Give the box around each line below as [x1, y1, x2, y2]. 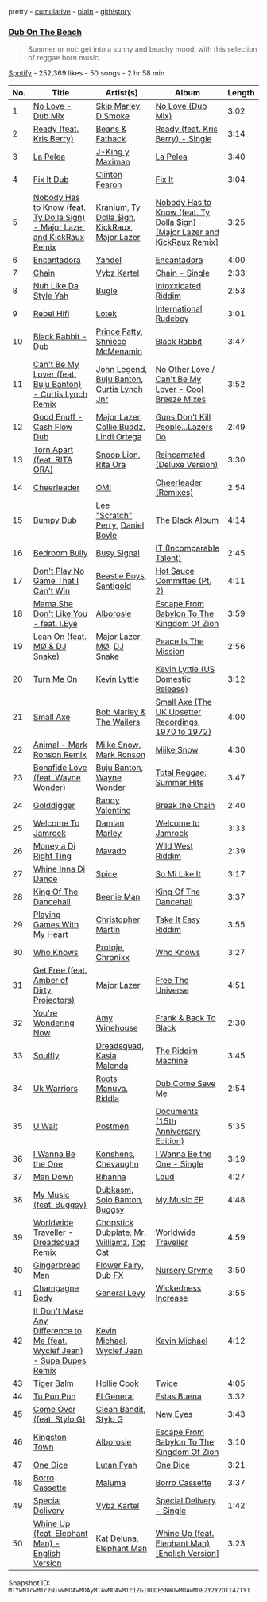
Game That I [33, 575, 79, 586]
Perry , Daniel [95, 520, 145, 531]
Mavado [95, 845, 126, 857]
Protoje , [95, 942, 126, 953]
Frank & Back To [155, 1012, 216, 1023]
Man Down [33, 1171, 74, 1182]
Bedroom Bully [33, 548, 88, 559]
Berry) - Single [155, 133, 212, 145]
